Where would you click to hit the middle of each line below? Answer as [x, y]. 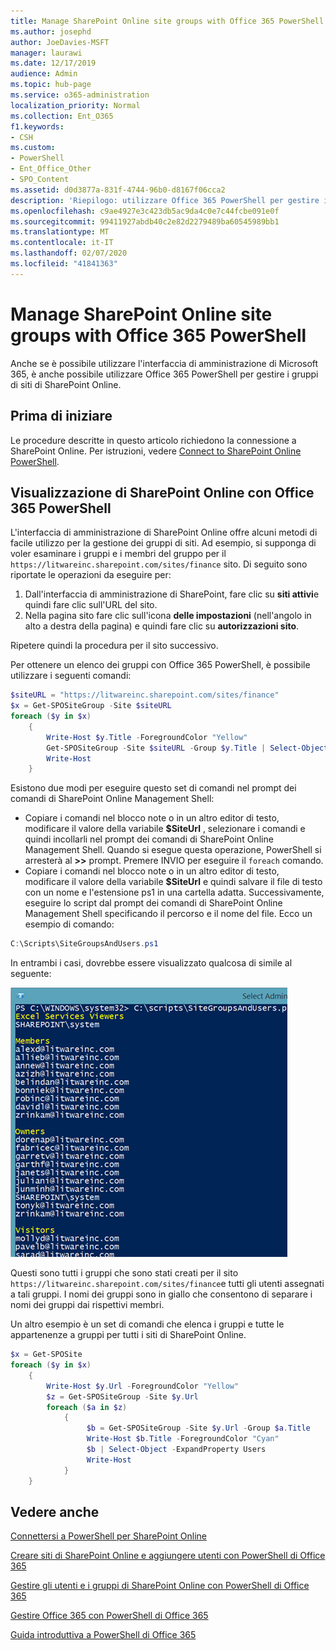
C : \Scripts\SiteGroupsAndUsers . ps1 [84, 944]
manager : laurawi [46, 53]
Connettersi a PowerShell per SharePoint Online [108, 1536]
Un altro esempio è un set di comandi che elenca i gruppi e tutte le [147, 1324]
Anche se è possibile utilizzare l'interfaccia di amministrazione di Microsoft [164, 363]
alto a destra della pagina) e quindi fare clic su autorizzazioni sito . [162, 626]
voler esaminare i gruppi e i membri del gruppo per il [118, 554]
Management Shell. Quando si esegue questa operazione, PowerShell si [173, 850]
